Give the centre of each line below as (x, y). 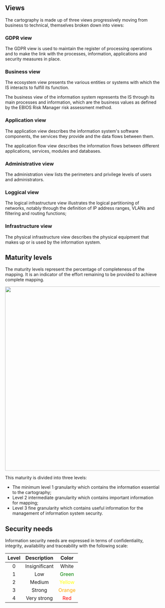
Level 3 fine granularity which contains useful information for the (78, 508)
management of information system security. (57, 513)
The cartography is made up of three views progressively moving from (77, 20)
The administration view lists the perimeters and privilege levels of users (78, 174)
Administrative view (29, 164)
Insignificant (40, 566)
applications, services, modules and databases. (53, 151)
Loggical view (22, 192)
